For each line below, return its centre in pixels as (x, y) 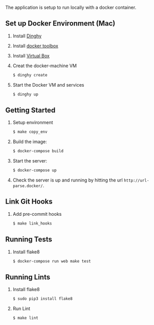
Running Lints (28, 277)
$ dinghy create (30, 75)
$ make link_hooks (32, 223)
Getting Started (30, 110)
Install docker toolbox (36, 46)
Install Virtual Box (31, 55)
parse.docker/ (28, 186)
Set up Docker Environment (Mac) (60, 23)
